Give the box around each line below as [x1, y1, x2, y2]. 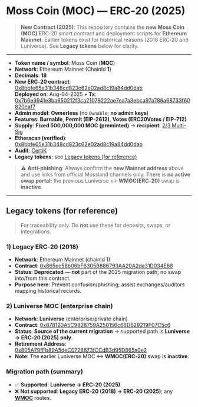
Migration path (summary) [6, 368, 84, 376]
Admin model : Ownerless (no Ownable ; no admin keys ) [14, 109, 149, 116]
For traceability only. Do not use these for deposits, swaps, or [20, 221, 171, 229]
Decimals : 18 [14, 72, 47, 79]
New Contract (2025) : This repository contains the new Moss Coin [20, 24, 184, 31]
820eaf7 [14, 103, 36, 110]
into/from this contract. [14, 275, 71, 282]
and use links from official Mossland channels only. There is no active [20, 171, 190, 178]
